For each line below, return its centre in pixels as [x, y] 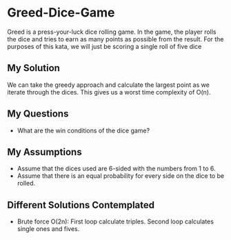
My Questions [38, 114]
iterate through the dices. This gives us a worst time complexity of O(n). [109, 92]
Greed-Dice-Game [61, 13]
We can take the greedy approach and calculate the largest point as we [109, 85]
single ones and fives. [48, 229]
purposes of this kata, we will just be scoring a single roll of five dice [104, 46]
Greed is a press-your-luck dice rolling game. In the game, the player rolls [112, 32]
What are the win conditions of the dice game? [83, 130]
